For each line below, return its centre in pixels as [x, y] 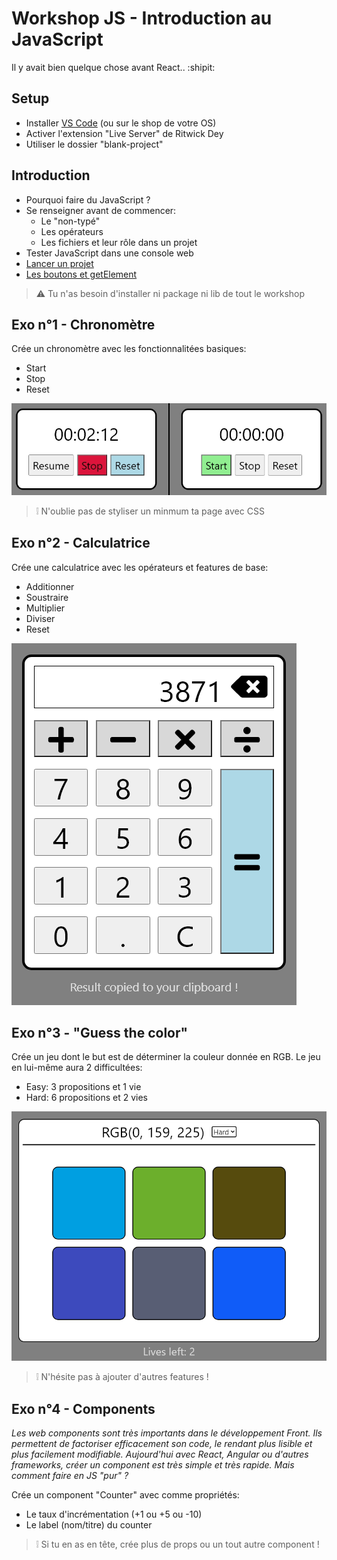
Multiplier [45, 608]
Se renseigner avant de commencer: [101, 210]
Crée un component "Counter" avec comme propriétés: [125, 1495]
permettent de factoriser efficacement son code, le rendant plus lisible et [162, 1444]
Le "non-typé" [70, 221]
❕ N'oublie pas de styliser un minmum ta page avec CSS [150, 511]
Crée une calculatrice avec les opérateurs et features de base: [140, 567]
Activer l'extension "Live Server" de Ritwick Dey [124, 133]
